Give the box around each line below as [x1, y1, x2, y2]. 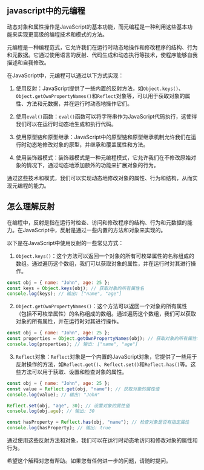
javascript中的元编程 [7, 5, 85, 16]
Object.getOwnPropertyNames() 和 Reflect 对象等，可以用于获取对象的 [15, 92, 185, 99]
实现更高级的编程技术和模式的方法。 [17, 30, 108, 38]
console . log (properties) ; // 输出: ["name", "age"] [7, 341, 138, 347]
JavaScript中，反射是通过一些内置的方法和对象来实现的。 [22, 226, 166, 233]
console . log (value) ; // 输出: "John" [7, 392, 100, 398]
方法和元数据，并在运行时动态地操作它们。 [26, 100, 133, 107]
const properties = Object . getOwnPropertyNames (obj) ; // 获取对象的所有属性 [7, 336, 197, 342]
